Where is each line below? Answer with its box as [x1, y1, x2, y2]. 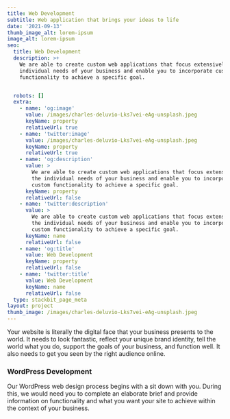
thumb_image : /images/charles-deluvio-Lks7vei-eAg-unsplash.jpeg [7, 309, 197, 316]
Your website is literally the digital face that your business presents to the [7, 328, 214, 336]
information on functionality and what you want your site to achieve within [7, 397, 216, 405]
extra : [13, 99, 32, 106]
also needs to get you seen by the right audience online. [7, 350, 166, 357]
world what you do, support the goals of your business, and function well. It [7, 342, 220, 350]
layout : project [7, 302, 53, 309]
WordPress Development [7, 366, 92, 376]
